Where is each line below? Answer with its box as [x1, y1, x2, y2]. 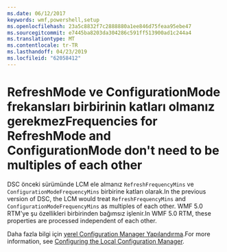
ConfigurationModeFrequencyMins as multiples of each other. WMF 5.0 [7, 202, 204, 210]
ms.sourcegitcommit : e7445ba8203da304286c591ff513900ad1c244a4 [7, 29, 192, 36]
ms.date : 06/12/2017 [7, 10, 67, 17]
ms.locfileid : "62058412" [7, 55, 81, 62]
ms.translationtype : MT [7, 36, 75, 43]
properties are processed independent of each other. [7, 216, 157, 225]
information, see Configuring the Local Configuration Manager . [7, 237, 185, 245]
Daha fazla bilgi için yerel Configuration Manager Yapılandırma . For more [7, 229, 211, 238]
